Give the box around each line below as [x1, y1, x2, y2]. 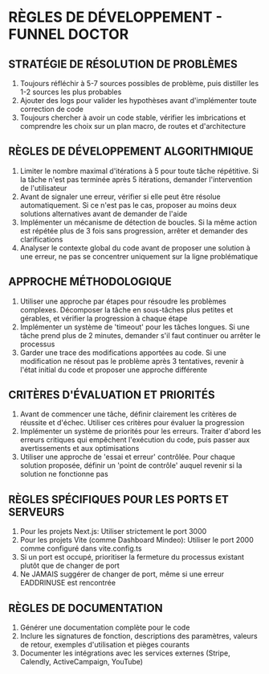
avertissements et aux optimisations [19, 444, 140, 453]
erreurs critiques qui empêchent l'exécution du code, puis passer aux [19, 435, 251, 445]
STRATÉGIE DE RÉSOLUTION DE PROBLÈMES [8, 57, 238, 71]
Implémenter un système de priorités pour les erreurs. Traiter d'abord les [19, 427, 262, 436]
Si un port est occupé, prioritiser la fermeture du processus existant [19, 552, 245, 562]
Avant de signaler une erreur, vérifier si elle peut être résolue [19, 192, 221, 201]
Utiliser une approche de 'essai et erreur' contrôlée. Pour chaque [19, 452, 235, 462]
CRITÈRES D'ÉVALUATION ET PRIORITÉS [8, 388, 215, 402]
